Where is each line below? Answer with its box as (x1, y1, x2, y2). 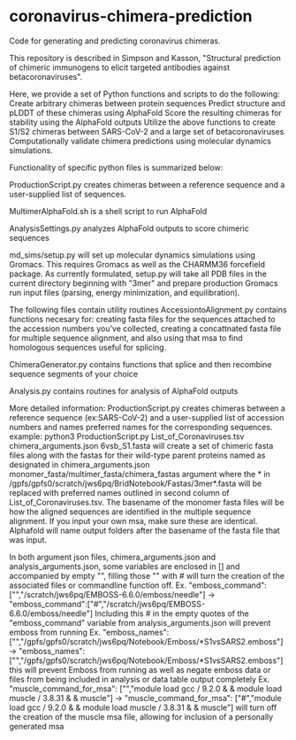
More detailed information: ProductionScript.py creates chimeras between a (9, 403, 285, 413)
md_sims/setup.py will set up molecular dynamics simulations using (9, 250, 256, 260)
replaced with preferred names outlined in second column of (9, 487, 230, 497)
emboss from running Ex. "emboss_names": (9, 627, 170, 637)
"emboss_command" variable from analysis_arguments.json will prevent (9, 617, 271, 628)
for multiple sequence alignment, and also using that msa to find (9, 332, 243, 343)
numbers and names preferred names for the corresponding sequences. (9, 421, 273, 432)
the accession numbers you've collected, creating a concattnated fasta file (9, 323, 282, 334)
